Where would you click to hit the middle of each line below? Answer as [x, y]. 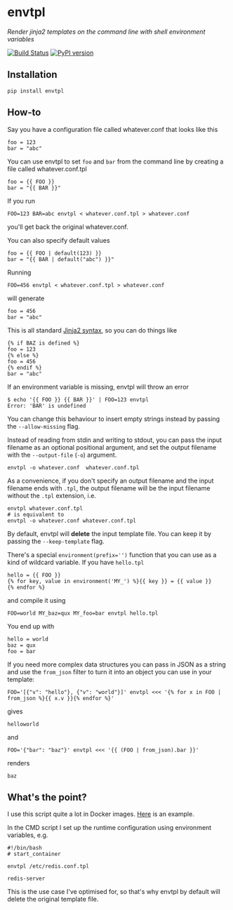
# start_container [34, 854]
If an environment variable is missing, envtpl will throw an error [98, 387]
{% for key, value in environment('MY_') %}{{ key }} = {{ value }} [109, 581]
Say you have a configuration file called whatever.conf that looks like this [113, 129]
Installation [32, 75]
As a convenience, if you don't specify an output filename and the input [111, 481]
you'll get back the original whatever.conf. [68, 227]
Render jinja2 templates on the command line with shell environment [106, 32]
